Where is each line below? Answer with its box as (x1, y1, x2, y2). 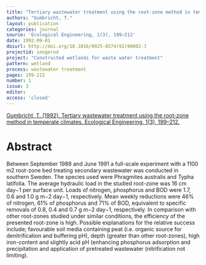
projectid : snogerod (6, 49, 59, 55)
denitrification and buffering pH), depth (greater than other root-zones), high (6, 232, 200, 239)
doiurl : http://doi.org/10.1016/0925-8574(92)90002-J (6, 44, 147, 50)
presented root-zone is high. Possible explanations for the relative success (6, 219, 195, 226)
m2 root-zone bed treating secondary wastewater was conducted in (6, 167, 179, 174)
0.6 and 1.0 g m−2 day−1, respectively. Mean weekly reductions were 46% (6, 192, 194, 200)
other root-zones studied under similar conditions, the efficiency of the (6, 212, 185, 220)
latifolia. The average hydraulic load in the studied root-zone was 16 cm (6, 180, 187, 187)
